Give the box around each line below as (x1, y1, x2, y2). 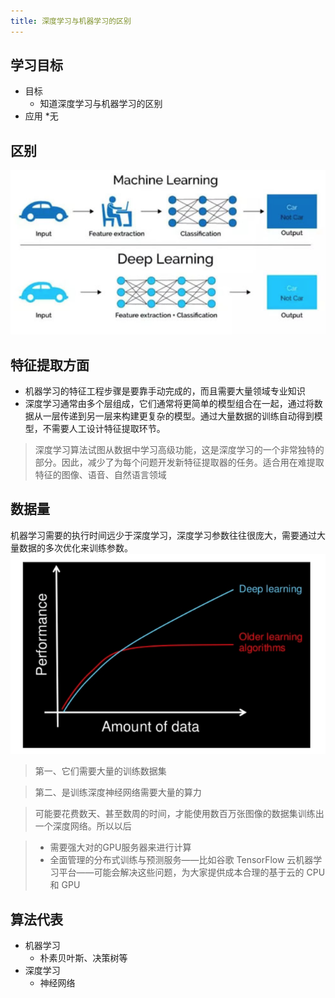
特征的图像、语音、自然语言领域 (34, 469, 167, 481)
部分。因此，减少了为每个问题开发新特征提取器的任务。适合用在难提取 (34, 456, 325, 469)
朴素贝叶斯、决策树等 (39, 952, 128, 964)
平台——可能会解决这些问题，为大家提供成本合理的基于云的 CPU (58, 866, 326, 879)
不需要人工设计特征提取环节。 (42, 423, 166, 435)
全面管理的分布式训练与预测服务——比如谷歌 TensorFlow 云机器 (49, 854, 314, 866)
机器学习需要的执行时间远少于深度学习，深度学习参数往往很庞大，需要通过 (10, 529, 317, 541)
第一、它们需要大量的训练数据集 (34, 765, 167, 777)
